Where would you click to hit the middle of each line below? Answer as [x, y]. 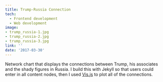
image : [12, 28]
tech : [10, 14]
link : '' [14, 46]
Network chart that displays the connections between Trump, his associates [81, 64]
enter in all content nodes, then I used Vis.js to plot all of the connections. [79, 74]
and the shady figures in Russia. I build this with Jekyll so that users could [79, 69]
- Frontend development [33, 18]
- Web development [28, 23]
